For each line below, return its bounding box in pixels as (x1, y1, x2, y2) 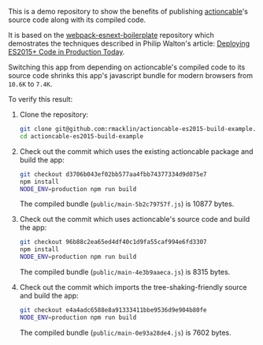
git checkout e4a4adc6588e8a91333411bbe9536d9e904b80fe (19, 306, 207, 314)
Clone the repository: (19, 110, 89, 119)
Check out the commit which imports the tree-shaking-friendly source (19, 283, 248, 291)
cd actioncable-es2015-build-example (19, 132, 144, 141)
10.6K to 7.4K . (8, 79, 53, 88)
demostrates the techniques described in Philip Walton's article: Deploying (8, 39, 250, 48)
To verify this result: (8, 95, 73, 103)
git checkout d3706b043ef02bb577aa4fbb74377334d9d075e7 (19, 170, 207, 178)
